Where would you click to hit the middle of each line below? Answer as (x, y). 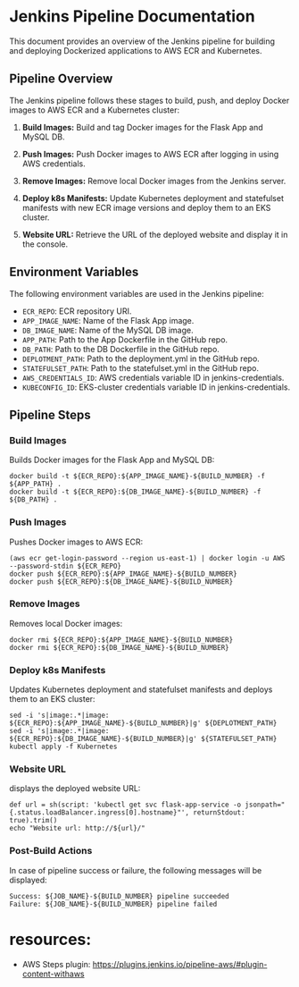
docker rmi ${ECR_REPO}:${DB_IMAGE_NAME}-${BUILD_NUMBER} (119, 647)
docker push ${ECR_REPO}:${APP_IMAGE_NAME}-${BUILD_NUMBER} (124, 574)
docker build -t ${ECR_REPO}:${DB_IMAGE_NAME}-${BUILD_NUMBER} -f (135, 492)
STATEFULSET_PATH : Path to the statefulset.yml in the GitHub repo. (140, 367)
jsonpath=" (265, 805)
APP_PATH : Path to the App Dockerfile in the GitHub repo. (125, 339)
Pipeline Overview (61, 79)
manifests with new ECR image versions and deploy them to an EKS (146, 207)
